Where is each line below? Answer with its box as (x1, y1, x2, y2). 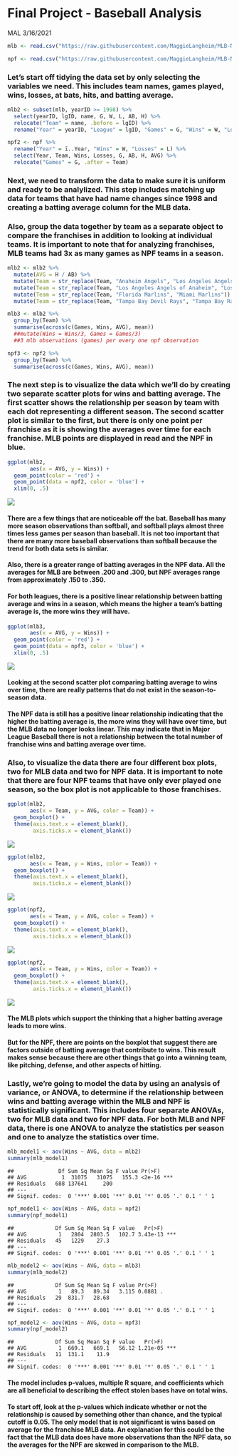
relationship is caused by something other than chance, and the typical (7, 1410, 223, 1418)
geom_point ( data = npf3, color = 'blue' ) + (14, 643, 144, 650)
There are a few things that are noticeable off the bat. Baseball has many (7, 513, 226, 522)
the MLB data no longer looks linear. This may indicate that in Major (7, 725, 211, 734)
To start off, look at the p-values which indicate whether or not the (7, 1403, 208, 1411)
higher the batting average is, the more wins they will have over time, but (7, 717, 227, 726)
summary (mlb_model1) (7, 1155, 69, 1162)
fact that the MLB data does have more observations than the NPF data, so (7, 1432, 232, 1441)
